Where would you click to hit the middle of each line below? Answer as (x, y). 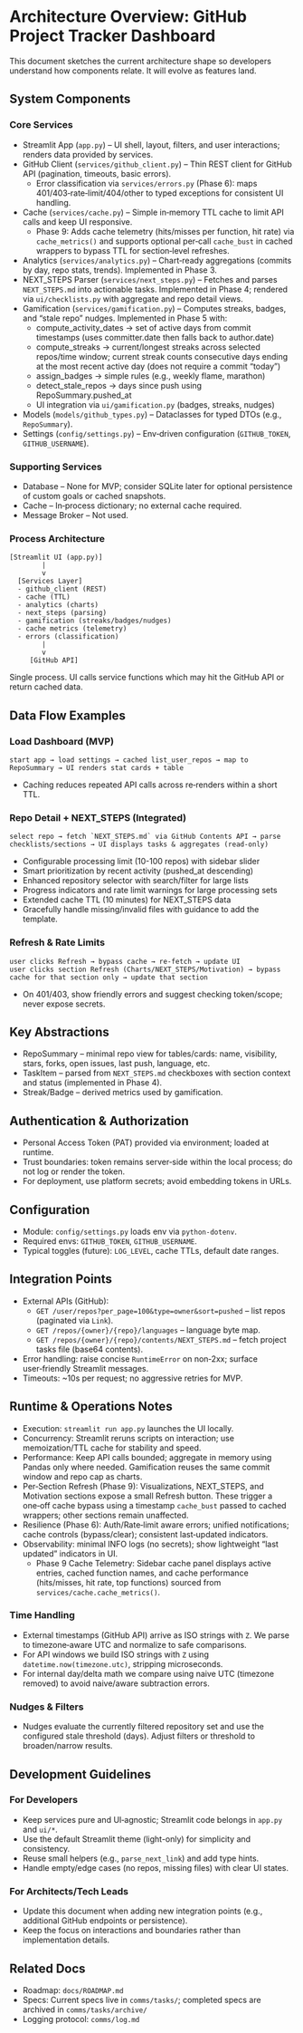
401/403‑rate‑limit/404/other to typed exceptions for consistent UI (160, 193)
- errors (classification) (68, 637)
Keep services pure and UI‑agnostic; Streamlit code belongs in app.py (152, 1819)
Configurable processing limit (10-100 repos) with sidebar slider (141, 862)
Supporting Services (56, 467)
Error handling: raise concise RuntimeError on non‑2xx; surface (140, 1359)
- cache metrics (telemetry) (72, 629)
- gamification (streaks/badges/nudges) (95, 621)
